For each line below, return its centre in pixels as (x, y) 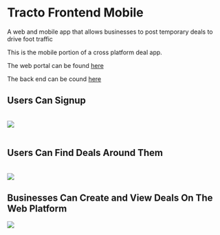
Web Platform (37, 209)
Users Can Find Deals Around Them (85, 153)
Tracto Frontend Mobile (75, 13)
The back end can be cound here (54, 79)
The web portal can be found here (56, 65)
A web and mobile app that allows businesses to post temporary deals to (110, 32)
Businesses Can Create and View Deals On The (110, 198)
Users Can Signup (46, 101)
